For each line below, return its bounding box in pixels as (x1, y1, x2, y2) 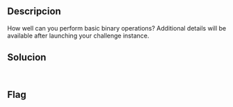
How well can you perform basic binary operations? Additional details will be (7, 24, 227, 32)
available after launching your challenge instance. (7, 31, 150, 40)
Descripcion (7, 6, 61, 17)
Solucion (7, 51, 47, 63)
